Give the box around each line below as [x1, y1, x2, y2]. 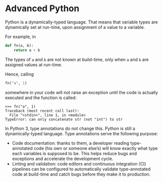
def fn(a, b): [5, 43, 34, 48]
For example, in [5, 34, 36, 40]
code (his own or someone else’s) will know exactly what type [34, 145, 158, 151]
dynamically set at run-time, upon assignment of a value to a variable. [5, 24, 145, 30]
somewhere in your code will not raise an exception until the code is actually [5, 89, 158, 95]
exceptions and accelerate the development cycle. [12, 156, 113, 162]
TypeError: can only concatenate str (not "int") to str [5, 117, 123, 122]
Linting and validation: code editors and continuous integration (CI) [12, 161, 146, 166]
